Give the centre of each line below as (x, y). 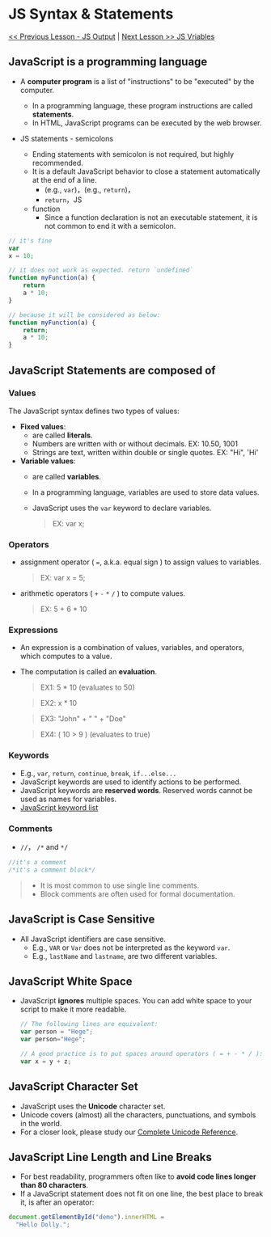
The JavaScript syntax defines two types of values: (94, 411)
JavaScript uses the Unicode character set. (93, 1106)
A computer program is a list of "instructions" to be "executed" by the (137, 81)
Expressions (33, 630)
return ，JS (63, 200)
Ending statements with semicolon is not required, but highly (133, 154)
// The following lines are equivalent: (89, 1024)
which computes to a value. (66, 656)
